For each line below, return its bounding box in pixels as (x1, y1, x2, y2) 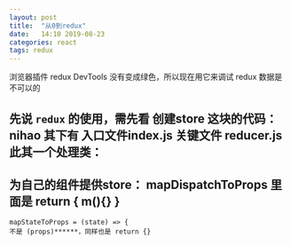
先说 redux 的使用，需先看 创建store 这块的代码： (9, 111, 278, 126)
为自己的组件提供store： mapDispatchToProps (9, 177, 268, 192)
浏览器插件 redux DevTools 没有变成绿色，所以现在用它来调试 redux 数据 (9, 72, 275, 83)
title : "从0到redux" (9, 21, 87, 30)
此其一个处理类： (9, 144, 103, 160)
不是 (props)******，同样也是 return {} (9, 227, 152, 236)
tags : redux (9, 46, 53, 55)
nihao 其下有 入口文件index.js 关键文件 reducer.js (9, 128, 282, 143)
